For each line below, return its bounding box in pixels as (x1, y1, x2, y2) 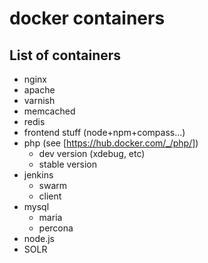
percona (38, 222, 74, 234)
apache (23, 84, 56, 96)
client (38, 190, 62, 202)
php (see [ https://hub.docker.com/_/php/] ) (23, 137, 199, 149)
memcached (23, 105, 76, 117)
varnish (23, 95, 56, 106)
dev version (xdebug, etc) (38, 148, 146, 159)
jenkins (23, 169, 54, 181)
